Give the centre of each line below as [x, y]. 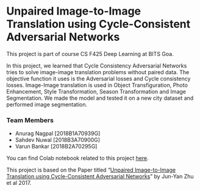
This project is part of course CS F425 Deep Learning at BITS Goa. [90, 54]
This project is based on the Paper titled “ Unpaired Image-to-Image [91, 170]
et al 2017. [19, 183]
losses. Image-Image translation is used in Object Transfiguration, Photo [97, 85]
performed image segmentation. [47, 104]
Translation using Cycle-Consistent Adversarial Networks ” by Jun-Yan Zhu [100, 176]
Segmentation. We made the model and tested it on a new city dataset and [100, 98]
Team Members [30, 120]
